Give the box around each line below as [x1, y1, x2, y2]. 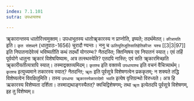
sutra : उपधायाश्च [6, 14, 41, 20]
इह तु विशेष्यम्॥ [6, 88, 35, 95]
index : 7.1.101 [6, 8, 43, 15]
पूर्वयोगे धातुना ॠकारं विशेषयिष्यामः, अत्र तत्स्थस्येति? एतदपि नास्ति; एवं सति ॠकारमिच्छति [6, 55, 169, 62]
